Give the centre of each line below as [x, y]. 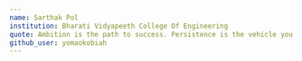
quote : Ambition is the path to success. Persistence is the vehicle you [151, 34]
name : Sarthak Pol [44, 17]
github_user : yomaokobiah [58, 43]
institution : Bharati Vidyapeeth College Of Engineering [119, 26]
